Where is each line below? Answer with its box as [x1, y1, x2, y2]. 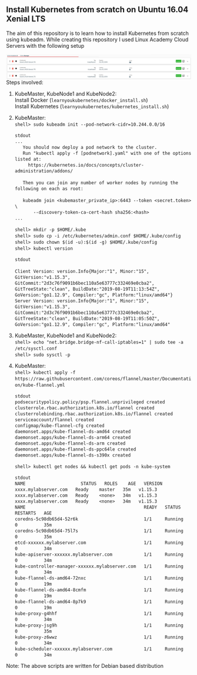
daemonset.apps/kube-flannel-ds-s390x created [14, 452, 131, 458]
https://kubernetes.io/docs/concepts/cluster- [28, 162, 144, 168]
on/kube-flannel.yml [14, 382, 65, 389]
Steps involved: [6, 79, 44, 86]
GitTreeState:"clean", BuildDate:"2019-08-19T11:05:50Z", [14, 316, 160, 322]
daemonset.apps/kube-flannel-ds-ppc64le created [14, 446, 136, 452]
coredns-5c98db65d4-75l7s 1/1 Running [14, 528, 183, 534]
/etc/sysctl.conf [14, 345, 58, 352]
